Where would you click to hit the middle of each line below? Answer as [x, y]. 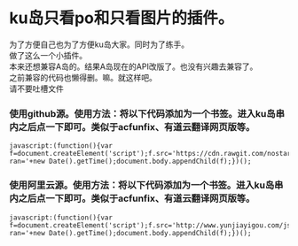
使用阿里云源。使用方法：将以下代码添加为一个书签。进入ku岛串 [146, 185]
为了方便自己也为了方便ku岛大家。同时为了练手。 [99, 44]
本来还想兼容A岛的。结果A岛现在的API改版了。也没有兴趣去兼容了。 [133, 66]
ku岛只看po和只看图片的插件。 [122, 18]
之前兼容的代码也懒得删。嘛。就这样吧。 [83, 77]
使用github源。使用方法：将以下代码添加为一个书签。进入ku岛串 [147, 113]
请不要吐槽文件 [36, 88]
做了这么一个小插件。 [48, 55]
